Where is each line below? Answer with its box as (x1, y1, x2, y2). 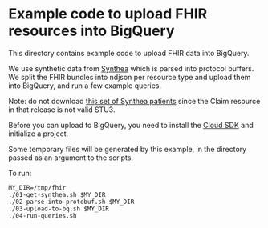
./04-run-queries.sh (8, 211, 78, 220)
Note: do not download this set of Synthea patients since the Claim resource (8, 96, 261, 106)
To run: (8, 168, 32, 178)
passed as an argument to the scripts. (8, 153, 134, 162)
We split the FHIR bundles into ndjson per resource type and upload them (8, 72, 251, 82)
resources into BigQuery (8, 22, 175, 40)
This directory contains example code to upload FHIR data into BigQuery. (8, 48, 250, 58)
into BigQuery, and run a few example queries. (8, 81, 162, 90)
